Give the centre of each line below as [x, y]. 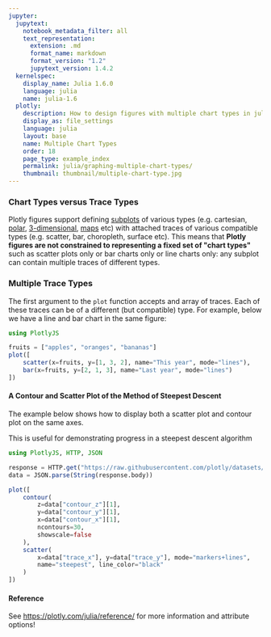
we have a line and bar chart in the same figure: [88, 318]
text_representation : [59, 38]
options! [22, 625]
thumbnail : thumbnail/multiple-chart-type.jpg [102, 174]
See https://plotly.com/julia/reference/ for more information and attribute [129, 616]
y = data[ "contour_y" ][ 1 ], [79, 513]
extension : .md [55, 46]
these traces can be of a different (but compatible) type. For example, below [135, 310]
